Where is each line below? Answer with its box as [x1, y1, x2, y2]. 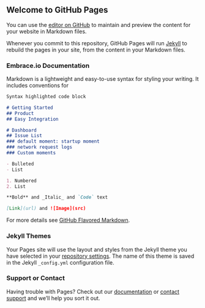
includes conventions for [6, 82, 69, 89]
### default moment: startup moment [6, 138, 100, 145]
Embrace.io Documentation [6, 61, 90, 70]
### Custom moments [6, 150, 56, 156]
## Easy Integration [6, 116, 59, 122]
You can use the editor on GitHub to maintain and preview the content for [6, 21, 191, 28]
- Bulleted [6, 160, 34, 167]
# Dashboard [6, 127, 37, 133]
